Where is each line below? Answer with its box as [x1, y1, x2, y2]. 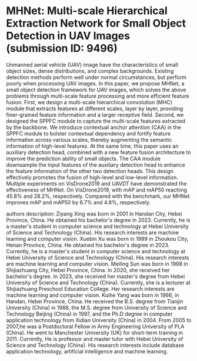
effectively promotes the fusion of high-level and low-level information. [6, 174, 178, 181]
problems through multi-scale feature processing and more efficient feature [6, 92, 189, 100]
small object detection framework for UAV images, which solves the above [6, 86, 186, 93]
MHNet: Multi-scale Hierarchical [6, 4, 168, 18]
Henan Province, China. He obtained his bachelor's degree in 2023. [6, 241, 170, 249]
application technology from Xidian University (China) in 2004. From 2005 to [6, 316, 192, 323]
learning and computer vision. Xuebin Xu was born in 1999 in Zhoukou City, [6, 235, 189, 242]
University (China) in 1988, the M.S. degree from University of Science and [6, 304, 187, 311]
